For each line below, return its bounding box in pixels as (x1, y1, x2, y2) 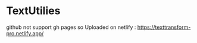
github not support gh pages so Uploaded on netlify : (6, 24, 136, 31)
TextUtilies (6, 4, 61, 18)
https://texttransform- (137, 24, 191, 31)
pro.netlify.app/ (6, 29, 44, 37)
